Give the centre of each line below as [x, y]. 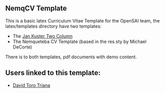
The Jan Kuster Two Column [43, 36]
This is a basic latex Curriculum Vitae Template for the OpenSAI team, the [82, 20]
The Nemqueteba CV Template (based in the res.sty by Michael [79, 41]
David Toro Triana [31, 85]
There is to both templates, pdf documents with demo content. [71, 57]
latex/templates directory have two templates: [53, 26]
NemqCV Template [36, 8]
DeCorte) [22, 47]
